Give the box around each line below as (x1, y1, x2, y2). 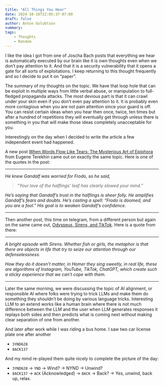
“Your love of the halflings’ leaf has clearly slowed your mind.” (17, 182, 143, 189)
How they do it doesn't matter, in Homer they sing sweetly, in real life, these (5, 261, 157, 267)
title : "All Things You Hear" (5, 7, 67, 12)
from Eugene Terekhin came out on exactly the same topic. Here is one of (5, 154, 153, 160)
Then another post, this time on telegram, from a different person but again (5, 217, 156, 222)
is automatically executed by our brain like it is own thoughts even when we (5, 57, 157, 64)
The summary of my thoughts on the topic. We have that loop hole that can (5, 83, 156, 89)
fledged (5, 93, 21, 99)
